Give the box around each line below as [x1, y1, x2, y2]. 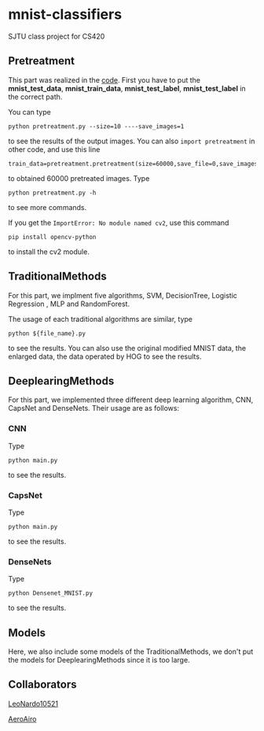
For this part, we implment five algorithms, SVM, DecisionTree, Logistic [8, 290, 238, 300]
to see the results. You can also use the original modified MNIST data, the [8, 343, 246, 353]
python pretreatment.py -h [8, 189, 97, 197]
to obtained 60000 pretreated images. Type [8, 173, 150, 183]
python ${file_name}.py [8, 329, 86, 338]
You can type [8, 107, 51, 116]
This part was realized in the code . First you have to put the [8, 75, 200, 84]
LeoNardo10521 [8, 699, 59, 708]
